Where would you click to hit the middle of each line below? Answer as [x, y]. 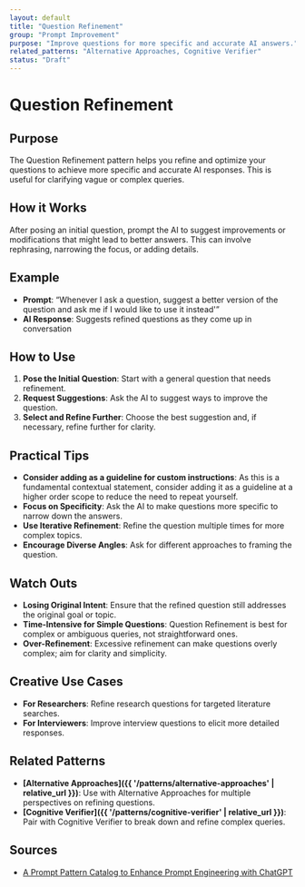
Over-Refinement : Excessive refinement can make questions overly [150, 644]
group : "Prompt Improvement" [64, 34]
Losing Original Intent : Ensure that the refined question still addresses [154, 606]
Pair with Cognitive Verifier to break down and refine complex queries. [154, 822]
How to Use [43, 357]
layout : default [40, 18]
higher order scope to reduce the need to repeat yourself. [130, 497]
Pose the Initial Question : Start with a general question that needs [147, 379]
